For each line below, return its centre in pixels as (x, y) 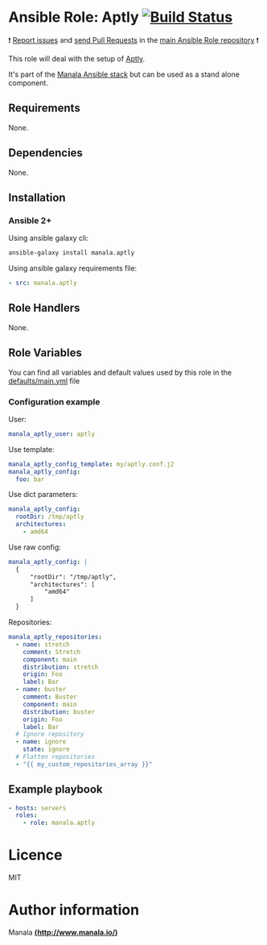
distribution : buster (59, 712)
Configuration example (54, 401)
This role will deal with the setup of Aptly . (77, 58)
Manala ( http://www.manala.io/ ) (63, 933)
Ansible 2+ (30, 220)
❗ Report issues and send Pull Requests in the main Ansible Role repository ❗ (133, 39)
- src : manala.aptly (43, 283)
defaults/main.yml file (44, 381)
